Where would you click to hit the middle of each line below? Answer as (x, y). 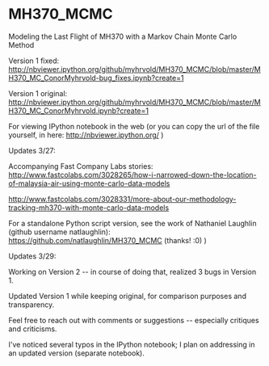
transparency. (32, 305)
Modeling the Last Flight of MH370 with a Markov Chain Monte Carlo (123, 36)
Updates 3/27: (32, 150)
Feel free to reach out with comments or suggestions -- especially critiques (134, 320)
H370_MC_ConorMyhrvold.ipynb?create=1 (79, 111)
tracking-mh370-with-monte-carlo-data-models (89, 208)
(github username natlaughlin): (59, 232)
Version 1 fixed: (34, 61)
